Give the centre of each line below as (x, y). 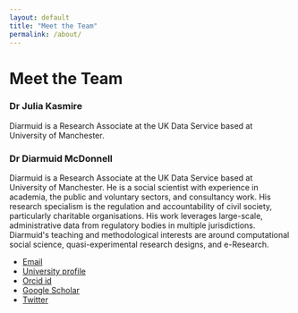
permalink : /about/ (46, 34)
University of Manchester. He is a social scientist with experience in (134, 188)
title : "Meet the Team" (54, 26)
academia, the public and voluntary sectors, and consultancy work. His (140, 197)
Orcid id (37, 281)
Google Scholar (51, 291)
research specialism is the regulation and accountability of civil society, (141, 207)
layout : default (39, 17)
